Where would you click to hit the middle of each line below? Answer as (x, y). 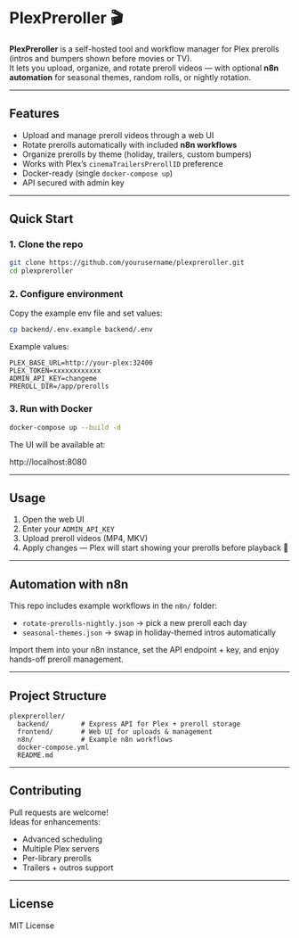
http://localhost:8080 (48, 462)
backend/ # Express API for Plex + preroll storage (129, 724)
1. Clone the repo (46, 244)
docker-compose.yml (53, 747)
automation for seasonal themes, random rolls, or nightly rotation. (130, 77)
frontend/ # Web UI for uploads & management (115, 732)
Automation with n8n (69, 584)
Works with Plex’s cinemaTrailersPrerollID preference (123, 163)
